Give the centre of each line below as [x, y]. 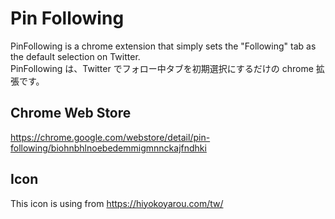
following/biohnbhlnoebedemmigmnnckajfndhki [108, 148]
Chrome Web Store [71, 113]
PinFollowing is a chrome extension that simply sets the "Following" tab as [163, 46]
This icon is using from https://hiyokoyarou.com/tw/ [117, 203]
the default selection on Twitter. [75, 56]
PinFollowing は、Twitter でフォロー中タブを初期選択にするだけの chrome [162, 68]
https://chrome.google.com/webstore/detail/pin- [110, 137]
